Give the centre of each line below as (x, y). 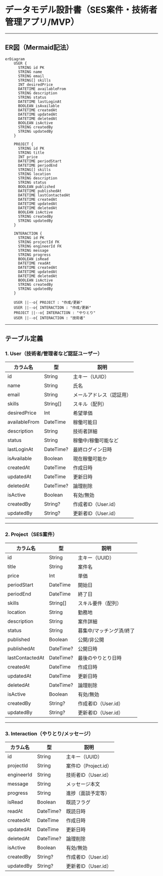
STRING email (31, 76)
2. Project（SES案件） (31, 534)
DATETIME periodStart (40, 161)
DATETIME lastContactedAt (44, 195)
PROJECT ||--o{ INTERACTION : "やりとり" (55, 313)
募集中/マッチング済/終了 (106, 631)
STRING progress (34, 255)
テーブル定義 (24, 339)
